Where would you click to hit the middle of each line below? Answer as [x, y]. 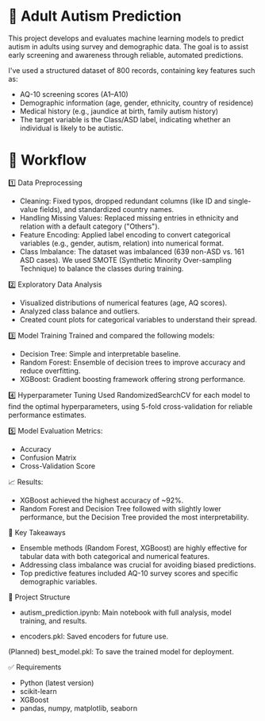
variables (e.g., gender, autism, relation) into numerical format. [122, 243]
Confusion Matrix [48, 457]
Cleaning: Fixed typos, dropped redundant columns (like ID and [123, 201]
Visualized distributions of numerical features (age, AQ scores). [123, 303]
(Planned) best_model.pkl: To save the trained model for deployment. [121, 651]
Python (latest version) [57, 683]
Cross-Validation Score [58, 466]
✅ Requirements [35, 667]
